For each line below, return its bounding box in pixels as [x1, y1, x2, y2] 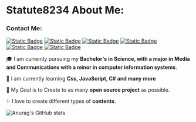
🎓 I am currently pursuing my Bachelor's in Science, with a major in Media [6, 55, 190, 62]
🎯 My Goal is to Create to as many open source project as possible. [6, 86, 170, 93]
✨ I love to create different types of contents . [6, 97, 116, 105]
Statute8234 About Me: [6, 4, 124, 17]
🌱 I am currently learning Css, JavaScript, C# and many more [6, 75, 156, 82]
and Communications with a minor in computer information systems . [6, 64, 177, 71]
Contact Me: [6, 25, 42, 33]
